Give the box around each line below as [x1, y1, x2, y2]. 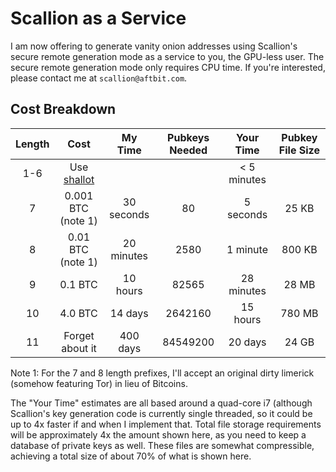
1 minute [226, 242, 268, 256]
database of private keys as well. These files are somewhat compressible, [10, 439, 315, 451]
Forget [63, 328, 95, 342]
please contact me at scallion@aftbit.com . [10, 72, 188, 84]
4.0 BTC [59, 306, 98, 320]
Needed [169, 143, 208, 157]
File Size [278, 143, 320, 157]
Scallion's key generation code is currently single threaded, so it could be [10, 407, 313, 419]
